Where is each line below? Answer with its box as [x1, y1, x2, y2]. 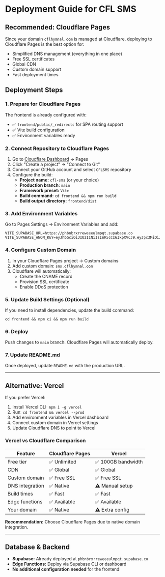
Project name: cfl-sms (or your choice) [19, 177, 99, 183]
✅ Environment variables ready [12, 132, 75, 138]
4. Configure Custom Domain [5, 247, 76, 254]
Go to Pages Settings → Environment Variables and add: [5, 221, 119, 227]
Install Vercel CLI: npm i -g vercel [12, 404, 82, 410]
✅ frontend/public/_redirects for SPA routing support [12, 121, 124, 127]
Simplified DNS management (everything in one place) [12, 51, 123, 57]
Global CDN [12, 61, 36, 67]
